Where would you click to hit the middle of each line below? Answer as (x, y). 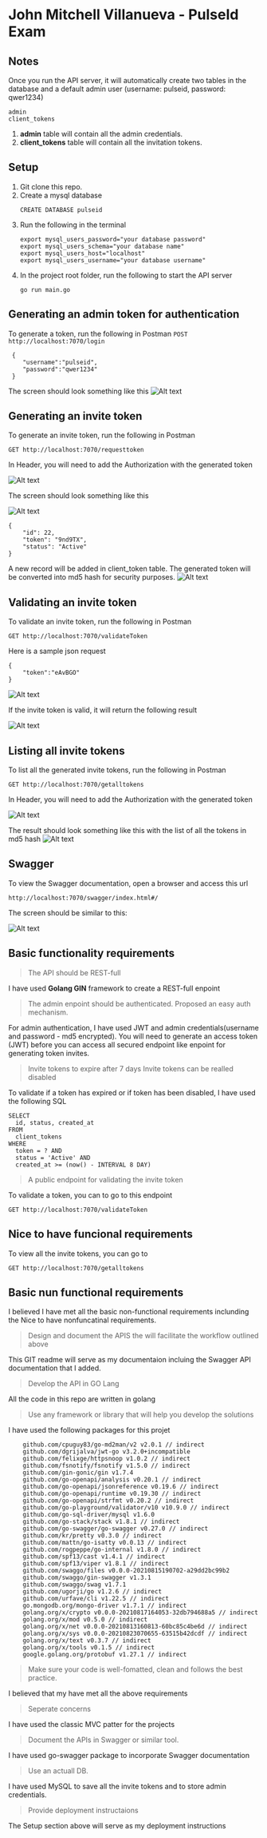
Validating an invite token (73, 602)
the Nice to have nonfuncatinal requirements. (82, 1320)
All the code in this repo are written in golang (82, 1399)
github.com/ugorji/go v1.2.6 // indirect (92, 1592)
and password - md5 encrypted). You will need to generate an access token (133, 1036)
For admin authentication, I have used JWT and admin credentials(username (133, 1027)
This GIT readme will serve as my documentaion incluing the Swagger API (130, 1360)
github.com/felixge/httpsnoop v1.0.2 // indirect (107, 1459)
